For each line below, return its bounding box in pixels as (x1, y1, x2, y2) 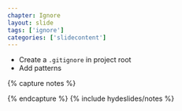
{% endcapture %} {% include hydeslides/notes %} (7, 94, 175, 103)
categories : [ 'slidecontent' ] (7, 33, 107, 42)
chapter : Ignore (7, 11, 61, 20)
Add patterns (18, 64, 62, 73)
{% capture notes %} (7, 79, 76, 88)
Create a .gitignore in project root (18, 55, 132, 65)
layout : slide (7, 19, 54, 27)
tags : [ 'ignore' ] (7, 26, 65, 34)
